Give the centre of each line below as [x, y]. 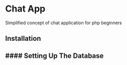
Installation [23, 39]
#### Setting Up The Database [54, 56]
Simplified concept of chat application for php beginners [63, 23]
